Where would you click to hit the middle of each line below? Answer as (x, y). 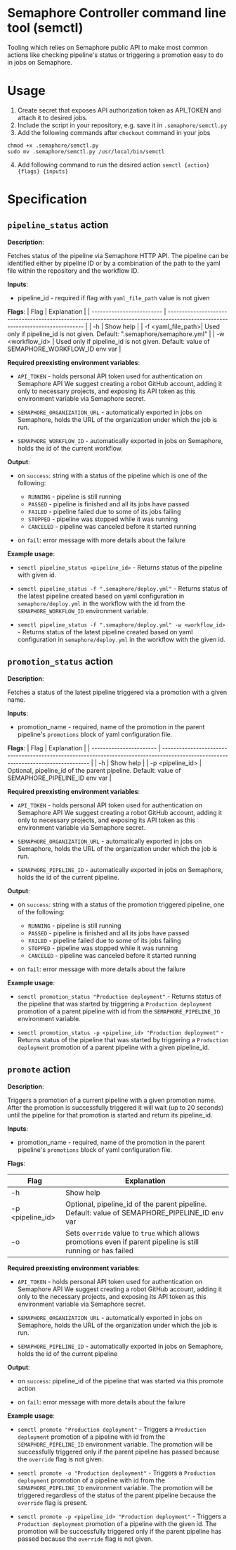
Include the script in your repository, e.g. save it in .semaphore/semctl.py (122, 125)
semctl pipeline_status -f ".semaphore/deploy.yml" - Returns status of (123, 588)
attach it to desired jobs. (52, 117)
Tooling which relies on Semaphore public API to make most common (108, 47)
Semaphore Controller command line (117, 13)
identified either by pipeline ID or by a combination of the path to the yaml (114, 263)
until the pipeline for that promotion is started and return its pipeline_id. (110, 1115)
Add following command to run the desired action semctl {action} (113, 165)
